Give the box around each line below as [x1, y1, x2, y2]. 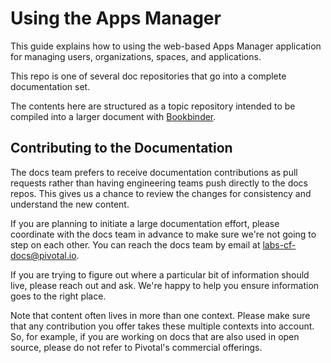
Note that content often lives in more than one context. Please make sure [10, 309, 311, 321]
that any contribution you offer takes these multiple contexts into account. [10, 320, 315, 332]
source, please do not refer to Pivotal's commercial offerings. [10, 341, 263, 353]
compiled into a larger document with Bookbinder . [10, 110, 217, 122]
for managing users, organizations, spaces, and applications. [10, 50, 262, 62]
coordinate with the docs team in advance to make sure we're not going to [10, 228, 317, 240]
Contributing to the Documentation [10, 140, 233, 157]
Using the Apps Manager [10, 7, 222, 30]
